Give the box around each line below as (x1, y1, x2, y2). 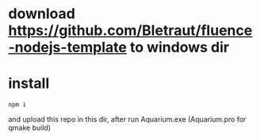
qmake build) (8, 123, 52, 133)
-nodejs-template (8, 39, 127, 56)
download (8, 5, 75, 23)
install (8, 74, 50, 93)
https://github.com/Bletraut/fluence (8, 21, 252, 40)
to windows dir (129, 39, 230, 56)
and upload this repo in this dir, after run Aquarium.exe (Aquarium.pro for (8, 115, 247, 124)
